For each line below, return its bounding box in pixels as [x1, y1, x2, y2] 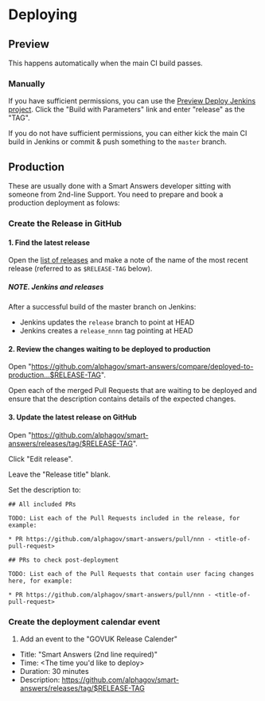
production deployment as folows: [8, 198, 121, 208]
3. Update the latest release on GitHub [8, 412, 137, 422]
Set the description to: [8, 485, 81, 494]
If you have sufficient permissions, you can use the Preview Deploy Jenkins [8, 96, 256, 106]
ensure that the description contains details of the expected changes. [8, 394, 236, 403]
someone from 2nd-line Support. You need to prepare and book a [8, 189, 224, 200]
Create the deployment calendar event [8, 616, 161, 627]
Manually [8, 78, 45, 89]
